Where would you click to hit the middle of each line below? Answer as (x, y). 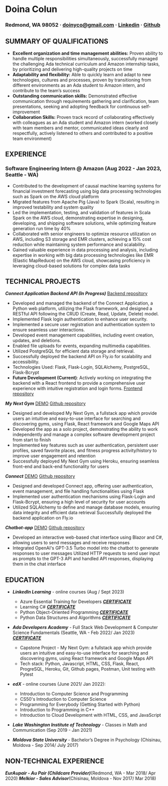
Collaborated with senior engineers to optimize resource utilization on (84, 234)
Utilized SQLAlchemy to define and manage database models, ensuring (86, 507)
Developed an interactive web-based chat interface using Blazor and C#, (88, 537)
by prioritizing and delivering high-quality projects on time (72, 69)
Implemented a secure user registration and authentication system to (84, 325)
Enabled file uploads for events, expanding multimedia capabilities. (81, 346)
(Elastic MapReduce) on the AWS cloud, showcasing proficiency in (81, 260)
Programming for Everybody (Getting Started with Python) (80, 704)
